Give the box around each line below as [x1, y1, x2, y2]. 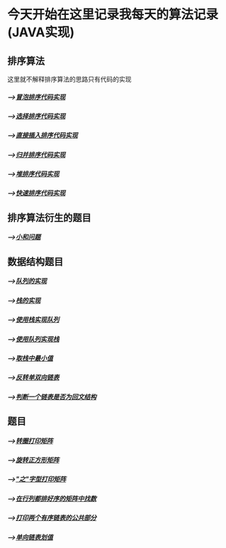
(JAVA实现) [7, 24, 75, 41]
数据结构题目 [7, 255, 64, 267]
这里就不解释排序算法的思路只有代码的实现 [7, 75, 132, 83]
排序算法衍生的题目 [7, 211, 91, 224]
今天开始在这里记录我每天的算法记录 [7, 6, 219, 23]
